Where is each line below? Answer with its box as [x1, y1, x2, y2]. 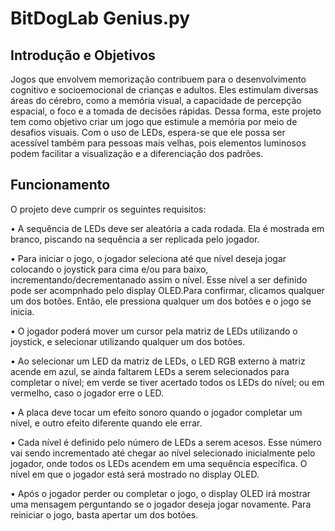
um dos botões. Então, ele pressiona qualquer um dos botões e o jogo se [10, 295, 312, 307]
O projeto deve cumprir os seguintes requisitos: [10, 203, 207, 215]
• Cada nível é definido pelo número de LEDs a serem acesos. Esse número [10, 436, 322, 448]
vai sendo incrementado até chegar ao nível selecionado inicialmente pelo [10, 447, 316, 459]
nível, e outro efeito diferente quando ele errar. [10, 417, 203, 429]
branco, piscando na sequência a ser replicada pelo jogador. [10, 233, 260, 245]
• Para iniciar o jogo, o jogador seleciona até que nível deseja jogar [10, 252, 287, 264]
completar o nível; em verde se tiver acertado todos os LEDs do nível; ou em [10, 376, 325, 388]
